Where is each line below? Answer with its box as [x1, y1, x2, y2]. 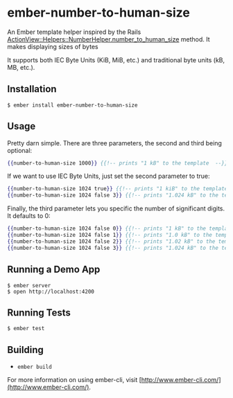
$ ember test [7, 325, 45, 332]
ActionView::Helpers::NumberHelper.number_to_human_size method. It [7, 35, 210, 43]
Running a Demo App [7, 264, 101, 275]
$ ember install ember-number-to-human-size [7, 102, 138, 109]
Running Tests [7, 307, 71, 318]
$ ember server [7, 282, 51, 289]
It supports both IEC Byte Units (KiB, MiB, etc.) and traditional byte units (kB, [7, 55, 225, 64]
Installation [7, 83, 57, 95]
